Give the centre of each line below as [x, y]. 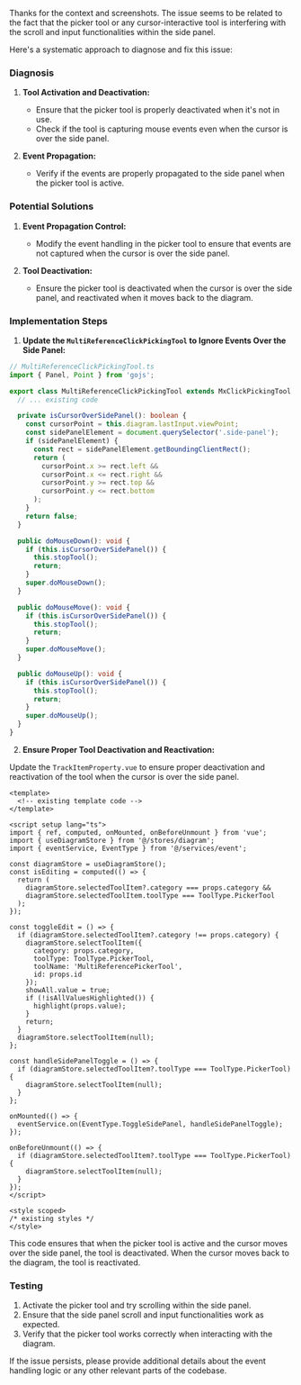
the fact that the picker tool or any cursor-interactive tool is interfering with [147, 23]
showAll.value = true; [68, 990]
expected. [41, 1325]
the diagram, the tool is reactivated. [75, 1262]
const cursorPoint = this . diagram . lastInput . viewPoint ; [133, 424]
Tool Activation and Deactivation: [86, 93]
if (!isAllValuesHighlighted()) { [90, 998]
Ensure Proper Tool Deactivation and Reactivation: [119, 749]
